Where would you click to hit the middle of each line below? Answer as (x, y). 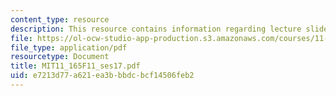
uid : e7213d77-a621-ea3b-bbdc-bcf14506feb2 (102, 76)
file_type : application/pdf (69, 47)
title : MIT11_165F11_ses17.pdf (75, 66)
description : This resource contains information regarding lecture (156, 29)
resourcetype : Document (60, 57)
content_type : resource (60, 19)
